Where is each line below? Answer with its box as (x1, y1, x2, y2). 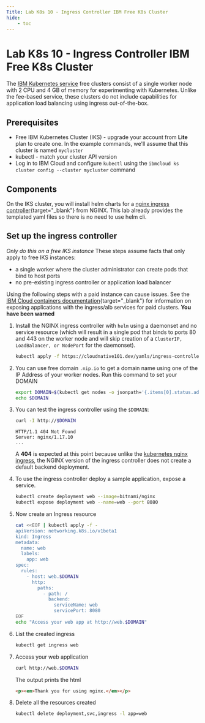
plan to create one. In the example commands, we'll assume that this (15, 140, 188, 148)
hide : (6, 15, 20, 21)
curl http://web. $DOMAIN (15, 665, 79, 671)
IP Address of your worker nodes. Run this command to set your (15, 371, 177, 378)
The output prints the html (15, 676, 81, 683)
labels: (21, 551, 41, 557)
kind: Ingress (15, 534, 51, 540)
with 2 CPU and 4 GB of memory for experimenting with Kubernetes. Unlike (6, 86, 197, 94)
